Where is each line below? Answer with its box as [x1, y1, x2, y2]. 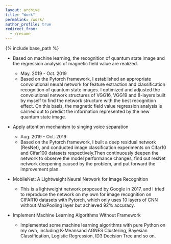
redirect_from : [5, 27, 38, 32]
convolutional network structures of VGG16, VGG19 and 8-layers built [20, 92, 166, 98]
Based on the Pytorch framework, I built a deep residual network [20, 139, 156, 145]
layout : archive [5, 7, 40, 13]
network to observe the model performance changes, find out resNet [20, 155, 166, 161]
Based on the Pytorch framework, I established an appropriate [20, 76, 152, 82]
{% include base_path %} [5, 45, 59, 51]
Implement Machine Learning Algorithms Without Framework [12, 212, 141, 218]
